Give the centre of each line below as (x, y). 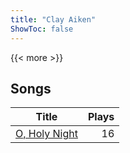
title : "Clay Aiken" (53, 19)
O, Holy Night (46, 134)
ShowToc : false (42, 29)
